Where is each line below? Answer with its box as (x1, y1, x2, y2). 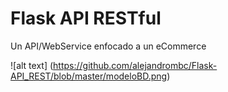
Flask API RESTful (10, 7, 162, 30)
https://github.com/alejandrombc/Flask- (53, 59, 218, 71)
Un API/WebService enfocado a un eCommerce (10, 40, 207, 52)
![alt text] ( (10, 59, 54, 71)
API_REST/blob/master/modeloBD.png (10, 70, 168, 82)
